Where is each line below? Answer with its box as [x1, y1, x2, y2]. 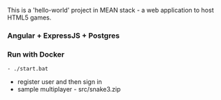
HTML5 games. [7, 13, 52, 22]
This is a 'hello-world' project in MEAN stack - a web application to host [7, 6, 215, 14]
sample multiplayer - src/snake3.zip [17, 85, 121, 94]
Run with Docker [7, 49, 65, 59]
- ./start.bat [7, 66, 49, 73]
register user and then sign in [17, 78, 103, 86]
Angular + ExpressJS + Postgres [7, 31, 120, 41]
